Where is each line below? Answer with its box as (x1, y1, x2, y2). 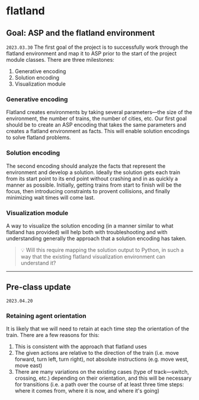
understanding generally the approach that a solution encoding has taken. (6, 235, 187, 242)
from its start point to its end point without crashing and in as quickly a (6, 175, 178, 182)
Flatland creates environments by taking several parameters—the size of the (6, 109, 192, 116)
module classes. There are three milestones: (6, 56, 114, 63)
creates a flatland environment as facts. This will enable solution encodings (6, 128, 190, 135)
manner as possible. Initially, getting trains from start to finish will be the (6, 181, 182, 188)
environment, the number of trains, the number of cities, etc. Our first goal (6, 115, 187, 122)
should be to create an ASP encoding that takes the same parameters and (6, 121, 187, 128)
